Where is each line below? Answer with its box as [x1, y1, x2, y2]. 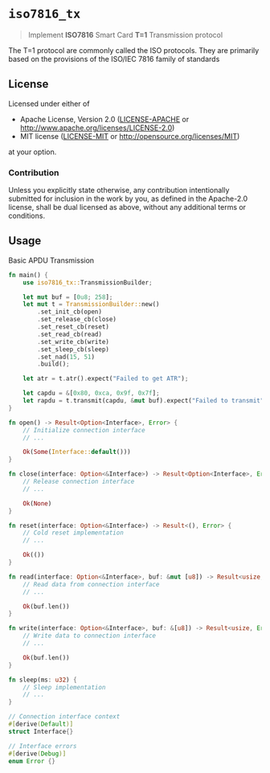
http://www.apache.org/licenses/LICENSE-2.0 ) [19, 123, 175, 133]
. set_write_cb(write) [37, 337, 110, 346]
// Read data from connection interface [22, 580, 160, 588]
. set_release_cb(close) [37, 316, 117, 324]
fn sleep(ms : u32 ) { [8, 676, 78, 684]
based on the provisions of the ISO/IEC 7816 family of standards [8, 54, 220, 63]
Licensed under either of [8, 99, 90, 108]
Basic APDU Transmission [8, 256, 95, 265]
